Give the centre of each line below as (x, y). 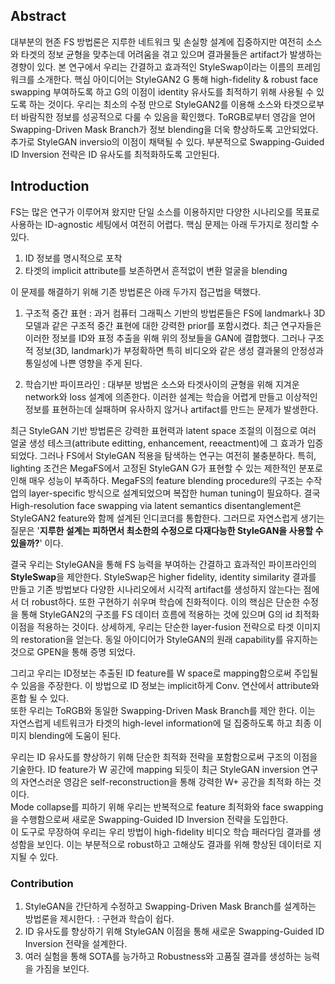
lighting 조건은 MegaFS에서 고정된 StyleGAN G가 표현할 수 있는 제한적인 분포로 (166, 468)
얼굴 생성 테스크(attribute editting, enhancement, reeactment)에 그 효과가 (157, 443)
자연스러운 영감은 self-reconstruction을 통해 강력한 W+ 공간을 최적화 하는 (166, 781)
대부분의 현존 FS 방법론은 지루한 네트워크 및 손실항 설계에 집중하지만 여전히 (157, 41)
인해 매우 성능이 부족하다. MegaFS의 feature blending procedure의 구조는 (157, 480)
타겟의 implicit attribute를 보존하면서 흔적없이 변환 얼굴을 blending (156, 270)
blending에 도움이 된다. (75, 735)
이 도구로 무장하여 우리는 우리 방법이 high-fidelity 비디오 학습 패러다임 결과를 (160, 831)
